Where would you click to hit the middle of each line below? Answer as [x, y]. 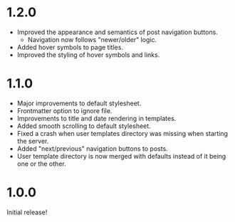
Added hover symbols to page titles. [70, 47]
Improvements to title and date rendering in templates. [96, 118]
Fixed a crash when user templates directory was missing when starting [122, 133]
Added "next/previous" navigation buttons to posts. [92, 148]
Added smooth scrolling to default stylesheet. [84, 126]
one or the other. [41, 164]
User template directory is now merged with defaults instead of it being [121, 156]
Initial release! [27, 212]
